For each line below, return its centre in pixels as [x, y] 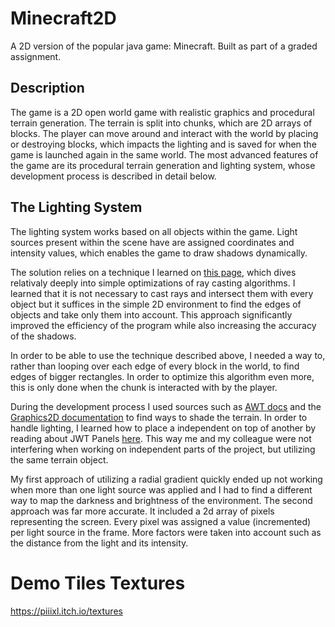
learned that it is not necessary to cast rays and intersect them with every [162, 293]
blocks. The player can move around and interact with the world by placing [164, 133]
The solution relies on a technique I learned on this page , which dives [153, 272]
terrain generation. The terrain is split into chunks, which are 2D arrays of [161, 123]
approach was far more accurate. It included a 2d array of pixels [142, 511]
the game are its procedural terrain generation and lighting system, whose [163, 165]
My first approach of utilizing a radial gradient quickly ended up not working [166, 479]
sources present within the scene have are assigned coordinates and [152, 242]
